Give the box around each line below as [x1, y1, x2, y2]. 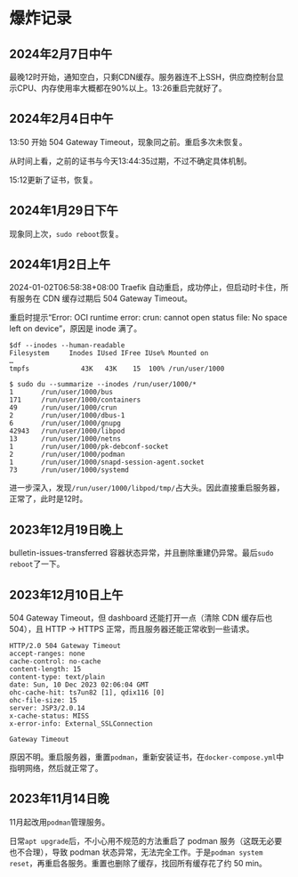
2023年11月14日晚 [9, 792, 109, 807]
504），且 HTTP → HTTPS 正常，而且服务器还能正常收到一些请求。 [9, 624, 255, 635]
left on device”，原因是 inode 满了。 [9, 323, 142, 334]
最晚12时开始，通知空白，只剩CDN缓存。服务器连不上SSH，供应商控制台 [9, 72, 277, 82]
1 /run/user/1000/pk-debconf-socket [9, 443, 169, 451]
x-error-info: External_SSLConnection [9, 719, 153, 728]
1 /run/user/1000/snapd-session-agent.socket [9, 458, 205, 467]
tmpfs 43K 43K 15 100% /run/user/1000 [9, 364, 225, 374]
